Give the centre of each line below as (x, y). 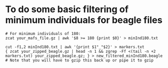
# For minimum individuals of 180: (43, 33)
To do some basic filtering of (67, 9)
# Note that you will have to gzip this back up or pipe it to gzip (79, 60)
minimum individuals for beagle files (84, 20)
